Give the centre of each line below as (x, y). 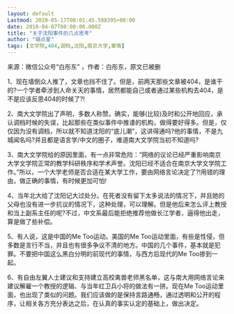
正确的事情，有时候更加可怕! (66, 181)
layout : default (31, 14)
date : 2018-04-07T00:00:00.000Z (54, 26)
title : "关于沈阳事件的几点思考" (50, 33)
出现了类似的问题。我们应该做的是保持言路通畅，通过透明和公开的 (120, 295)
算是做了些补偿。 (32, 221)
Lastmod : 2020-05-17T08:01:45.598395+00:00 (71, 20)
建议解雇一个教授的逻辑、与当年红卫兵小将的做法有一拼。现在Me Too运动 (112, 286)
